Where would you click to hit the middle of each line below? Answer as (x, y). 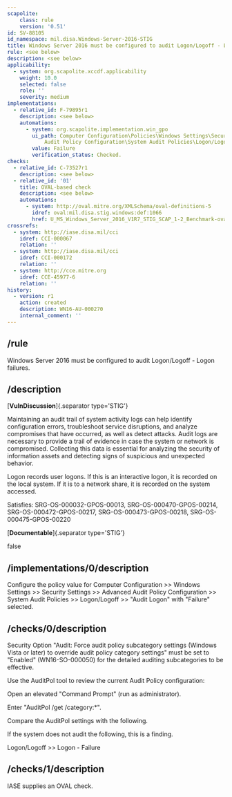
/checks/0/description (57, 629)
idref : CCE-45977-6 (48, 277)
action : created (43, 303)
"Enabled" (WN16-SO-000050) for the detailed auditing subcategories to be (115, 660)
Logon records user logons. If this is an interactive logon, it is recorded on (112, 477)
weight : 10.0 (38, 78)
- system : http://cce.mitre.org (60, 270)
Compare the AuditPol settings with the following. (78, 721)
